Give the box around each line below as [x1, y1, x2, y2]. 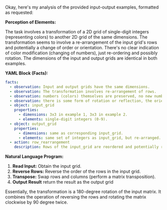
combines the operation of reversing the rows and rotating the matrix [5, 194, 147, 200]
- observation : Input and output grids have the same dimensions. [9, 84, 150, 89]
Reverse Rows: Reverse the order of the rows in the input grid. [12, 169, 141, 175]
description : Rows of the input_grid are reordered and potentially [14, 144, 159, 150]
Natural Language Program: [5, 154, 64, 160]
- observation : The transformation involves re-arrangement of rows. [9, 89, 157, 94]
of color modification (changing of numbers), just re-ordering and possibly [5, 50, 158, 56]
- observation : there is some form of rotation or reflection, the [9, 98, 153, 104]
